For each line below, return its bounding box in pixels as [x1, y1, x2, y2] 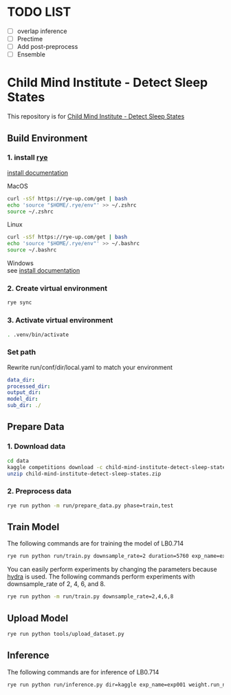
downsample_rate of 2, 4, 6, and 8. [7, 580, 106, 588]
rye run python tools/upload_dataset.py [7, 630, 125, 637]
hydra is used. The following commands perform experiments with [7, 572, 195, 581]
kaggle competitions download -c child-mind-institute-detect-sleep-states [7, 464, 229, 470]
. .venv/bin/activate [7, 331, 69, 338]
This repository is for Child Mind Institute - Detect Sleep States [7, 112, 185, 121]
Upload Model [7, 612, 69, 624]
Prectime [16, 35, 43, 43]
